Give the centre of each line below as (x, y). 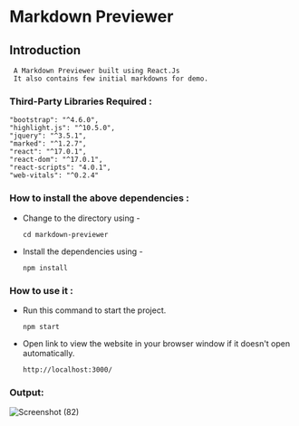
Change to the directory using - (81, 218)
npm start (41, 327)
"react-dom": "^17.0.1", (56, 160)
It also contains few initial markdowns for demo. (111, 79)
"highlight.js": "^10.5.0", (63, 128)
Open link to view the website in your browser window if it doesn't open (156, 343)
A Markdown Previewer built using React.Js (96, 71)
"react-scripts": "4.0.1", (60, 168)
